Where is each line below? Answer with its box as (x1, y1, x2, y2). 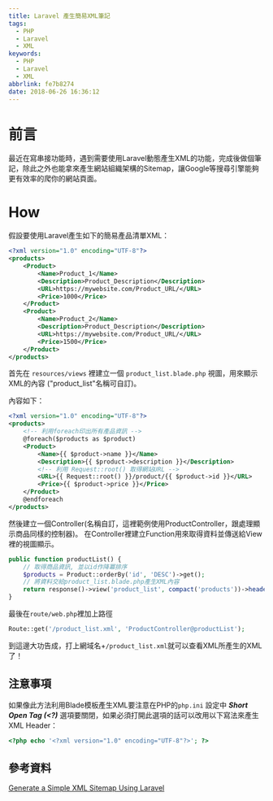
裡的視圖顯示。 (8, 538, 58, 549)
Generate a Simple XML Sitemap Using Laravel (8, 783, 165, 793)
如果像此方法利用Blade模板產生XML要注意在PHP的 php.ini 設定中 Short (8, 700, 249, 710)
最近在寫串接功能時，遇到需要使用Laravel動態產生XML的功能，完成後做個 (8, 154, 254, 163)
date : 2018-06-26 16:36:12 (8, 87, 100, 96)
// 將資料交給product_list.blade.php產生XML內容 (23, 578, 180, 586)
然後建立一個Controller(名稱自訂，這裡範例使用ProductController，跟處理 (8, 518, 253, 529)
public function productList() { (8, 555, 122, 564)
